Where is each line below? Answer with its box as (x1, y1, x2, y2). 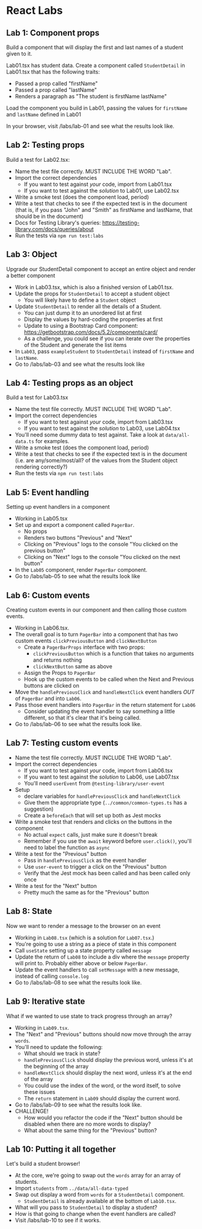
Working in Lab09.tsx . (14, 1024, 69, 1031)
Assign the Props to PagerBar (23, 669, 96, 677)
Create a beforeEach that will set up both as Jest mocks (23, 811, 161, 819)
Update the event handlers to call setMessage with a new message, (14, 966, 180, 973)
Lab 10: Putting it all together (6, 1144, 116, 1154)
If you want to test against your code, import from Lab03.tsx (23, 418, 173, 426)
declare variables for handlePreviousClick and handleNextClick (23, 792, 180, 800)
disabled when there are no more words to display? (23, 1120, 151, 1128)
